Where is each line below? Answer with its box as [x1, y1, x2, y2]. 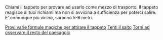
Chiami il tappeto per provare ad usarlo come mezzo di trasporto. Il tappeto [5, 4, 158, 10]
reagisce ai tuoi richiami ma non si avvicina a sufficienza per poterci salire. [5, 9, 157, 15]
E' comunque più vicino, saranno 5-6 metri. [5, 15, 93, 20]
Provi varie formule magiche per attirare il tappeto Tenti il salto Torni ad [5, 24, 150, 30]
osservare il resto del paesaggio [5, 30, 71, 35]
